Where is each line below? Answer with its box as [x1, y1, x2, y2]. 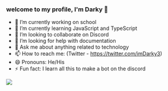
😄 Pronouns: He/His [14, 59, 65, 66]
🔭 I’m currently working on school [14, 19, 97, 26]
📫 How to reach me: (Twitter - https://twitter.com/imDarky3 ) [14, 50, 163, 58]
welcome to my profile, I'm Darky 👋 [6, 5, 108, 14]
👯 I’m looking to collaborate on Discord [14, 31, 109, 38]
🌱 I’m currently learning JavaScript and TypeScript [14, 25, 137, 32]
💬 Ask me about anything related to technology [14, 43, 129, 50]
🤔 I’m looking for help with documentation [14, 38, 116, 45]
